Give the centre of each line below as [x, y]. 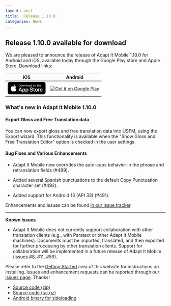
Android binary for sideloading [45, 298]
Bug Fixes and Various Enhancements [46, 153]
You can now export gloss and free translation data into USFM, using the [81, 131]
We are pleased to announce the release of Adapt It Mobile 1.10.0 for [77, 55]
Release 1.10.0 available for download [66, 43]
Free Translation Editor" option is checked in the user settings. [70, 142]
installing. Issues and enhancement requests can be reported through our [82, 272]
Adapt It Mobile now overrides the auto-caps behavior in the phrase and [88, 164]
